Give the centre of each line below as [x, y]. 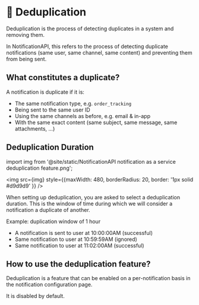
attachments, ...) [35, 128]
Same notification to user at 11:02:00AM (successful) [79, 245]
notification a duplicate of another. [48, 209]
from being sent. [26, 59]
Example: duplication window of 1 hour [53, 221]
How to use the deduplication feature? [78, 264]
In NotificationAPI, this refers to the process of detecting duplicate [87, 46]
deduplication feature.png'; [40, 168]
